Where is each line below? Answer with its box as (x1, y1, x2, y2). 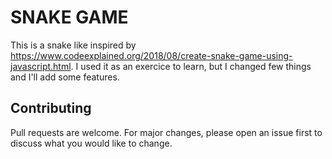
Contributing (10, 100, 92, 117)
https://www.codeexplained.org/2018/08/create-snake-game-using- (10, 49, 293, 61)
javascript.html (10, 60, 72, 72)
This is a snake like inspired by (10, 39, 137, 51)
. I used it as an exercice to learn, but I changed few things (70, 60, 312, 72)
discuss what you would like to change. (10, 137, 173, 149)
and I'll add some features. (10, 71, 120, 83)
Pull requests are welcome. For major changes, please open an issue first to (10, 126, 323, 138)
